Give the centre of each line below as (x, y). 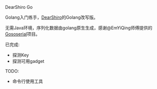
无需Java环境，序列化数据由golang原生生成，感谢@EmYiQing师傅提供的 (79, 28)
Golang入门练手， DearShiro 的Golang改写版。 (52, 17)
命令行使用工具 (27, 81)
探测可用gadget (28, 61)
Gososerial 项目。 (23, 34)
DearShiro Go (19, 7)
